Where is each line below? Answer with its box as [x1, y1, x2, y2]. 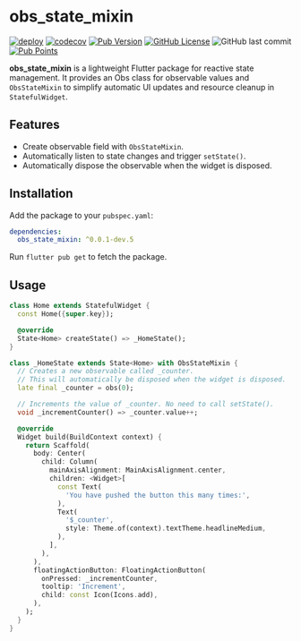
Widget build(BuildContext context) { [17, 432, 163, 441]
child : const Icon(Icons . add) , [41, 591, 159, 600]
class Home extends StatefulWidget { [9, 302, 150, 311]
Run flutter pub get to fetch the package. [9, 252, 168, 262]
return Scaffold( [25, 440, 90, 449]
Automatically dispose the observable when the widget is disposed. [21, 159, 272, 171]
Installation [9, 186, 73, 201]
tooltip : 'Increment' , [41, 582, 126, 592]
